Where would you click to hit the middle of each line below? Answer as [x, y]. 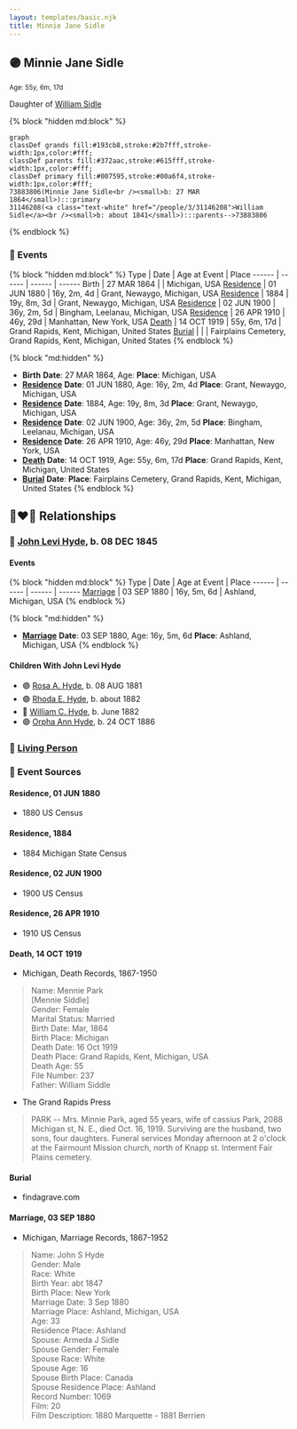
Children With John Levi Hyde [65, 665]
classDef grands [39, 146]
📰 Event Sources [45, 772]
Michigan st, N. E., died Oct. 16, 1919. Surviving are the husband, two [156, 1129]
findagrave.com [51, 1197]
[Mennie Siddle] [60, 1000]
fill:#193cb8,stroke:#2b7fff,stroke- [142, 146]
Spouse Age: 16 [59, 1368]
